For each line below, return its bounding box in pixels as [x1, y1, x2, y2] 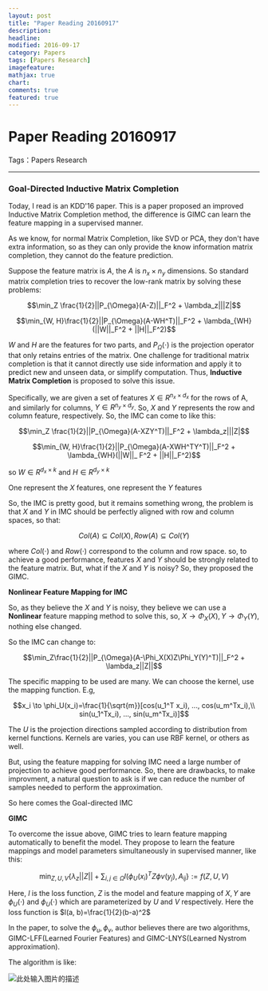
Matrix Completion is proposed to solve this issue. [8, 376, 175, 386]
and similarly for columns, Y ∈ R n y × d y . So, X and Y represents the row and [8, 401, 255, 412]
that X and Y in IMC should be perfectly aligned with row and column [8, 507, 235, 516]
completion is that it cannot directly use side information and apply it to [8, 359, 242, 368]
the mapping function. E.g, [8, 685, 96, 694]
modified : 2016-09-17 [8, 42, 81, 50]
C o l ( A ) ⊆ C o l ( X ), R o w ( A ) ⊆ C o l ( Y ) [78, 531, 190, 540]
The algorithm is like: [8, 957, 77, 967]
